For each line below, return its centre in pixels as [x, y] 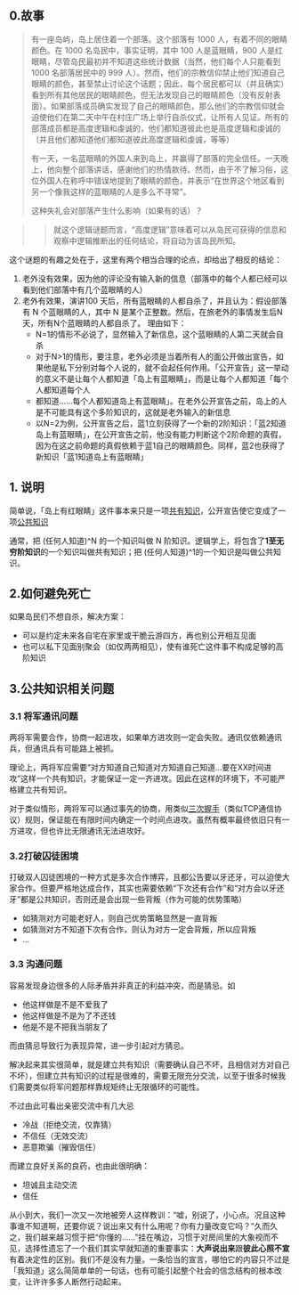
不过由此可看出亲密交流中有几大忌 [72, 1105]
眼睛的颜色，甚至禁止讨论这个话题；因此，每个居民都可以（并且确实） [160, 84]
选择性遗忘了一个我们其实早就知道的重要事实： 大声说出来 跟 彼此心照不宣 [157, 1248]
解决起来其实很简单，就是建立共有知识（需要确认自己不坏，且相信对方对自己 [149, 1064]
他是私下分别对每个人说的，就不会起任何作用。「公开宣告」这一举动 [166, 367]
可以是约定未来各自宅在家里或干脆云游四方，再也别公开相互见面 [139, 636]
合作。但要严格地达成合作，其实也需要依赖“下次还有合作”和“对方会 [139, 888]
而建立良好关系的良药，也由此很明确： [79, 1166]
